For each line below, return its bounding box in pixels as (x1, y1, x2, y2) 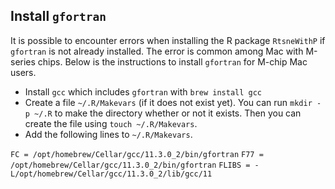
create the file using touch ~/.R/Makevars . (24, 117, 198, 129)
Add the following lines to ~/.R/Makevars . (24, 128, 193, 140)
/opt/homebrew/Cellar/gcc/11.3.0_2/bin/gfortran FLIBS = (10, 160, 251, 170)
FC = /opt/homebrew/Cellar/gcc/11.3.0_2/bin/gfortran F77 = (10, 149, 264, 159)
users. (10, 66, 37, 78)
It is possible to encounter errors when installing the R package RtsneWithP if (10, 34, 326, 46)
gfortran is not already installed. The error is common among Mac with (10, 45, 304, 57)
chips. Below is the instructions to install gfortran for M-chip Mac (37, 55, 308, 68)
